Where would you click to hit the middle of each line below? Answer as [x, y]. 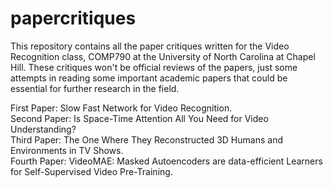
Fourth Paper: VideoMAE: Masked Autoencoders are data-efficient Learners [166, 161]
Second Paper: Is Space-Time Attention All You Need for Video [139, 118]
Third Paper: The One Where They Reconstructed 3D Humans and [146, 139]
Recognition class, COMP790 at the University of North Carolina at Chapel [163, 56]
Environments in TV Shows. [67, 150]
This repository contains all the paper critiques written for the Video [150, 46]
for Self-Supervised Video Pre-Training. [91, 171]
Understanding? [43, 129]
